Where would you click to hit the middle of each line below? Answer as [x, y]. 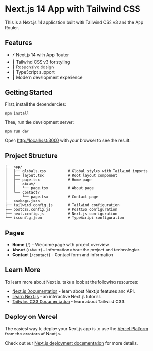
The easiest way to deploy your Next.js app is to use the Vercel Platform [77, 328]
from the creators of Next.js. [33, 334]
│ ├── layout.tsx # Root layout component [61, 176]
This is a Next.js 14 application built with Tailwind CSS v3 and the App [74, 22]
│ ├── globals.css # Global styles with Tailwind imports [76, 171]
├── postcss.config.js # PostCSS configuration [61, 210]
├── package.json [22, 201]
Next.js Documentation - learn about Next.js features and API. [73, 291]
